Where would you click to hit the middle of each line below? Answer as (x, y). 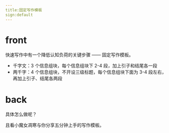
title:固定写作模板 (24, 10)
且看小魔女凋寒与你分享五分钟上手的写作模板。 (55, 125)
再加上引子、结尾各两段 (37, 79)
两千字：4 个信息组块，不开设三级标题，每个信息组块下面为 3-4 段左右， (89, 72)
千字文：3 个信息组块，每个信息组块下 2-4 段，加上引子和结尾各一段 (85, 66)
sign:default (19, 15)
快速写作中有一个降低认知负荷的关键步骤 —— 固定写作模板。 (69, 55)
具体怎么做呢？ (21, 114)
